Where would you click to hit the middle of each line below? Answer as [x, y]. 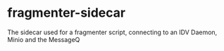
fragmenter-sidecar [66, 13]
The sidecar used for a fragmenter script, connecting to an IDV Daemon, [112, 32]
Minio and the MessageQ [44, 39]
